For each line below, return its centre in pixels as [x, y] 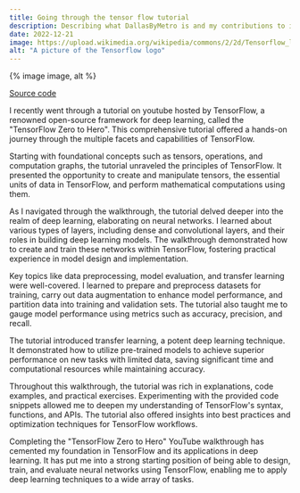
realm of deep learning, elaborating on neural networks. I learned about [141, 221]
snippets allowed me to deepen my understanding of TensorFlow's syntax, [146, 406]
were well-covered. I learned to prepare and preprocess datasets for [135, 285]
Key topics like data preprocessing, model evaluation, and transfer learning [147, 276]
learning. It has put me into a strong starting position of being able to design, [150, 461]
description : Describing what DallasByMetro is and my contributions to [147, 26]
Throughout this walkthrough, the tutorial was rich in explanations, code [142, 386]
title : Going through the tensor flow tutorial [100, 17]
